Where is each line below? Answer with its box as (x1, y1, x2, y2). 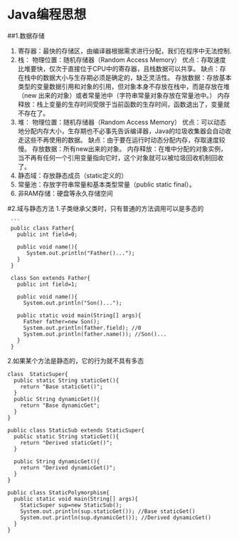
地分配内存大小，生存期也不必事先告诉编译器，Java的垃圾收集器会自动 (17, 126, 225, 135)
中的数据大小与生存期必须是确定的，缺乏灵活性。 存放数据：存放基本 (30, 73, 232, 82)
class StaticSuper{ (7, 370, 69, 378)
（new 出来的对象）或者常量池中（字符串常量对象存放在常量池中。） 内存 (17, 90, 230, 100)
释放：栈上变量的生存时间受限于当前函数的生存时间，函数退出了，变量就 (17, 100, 230, 108)
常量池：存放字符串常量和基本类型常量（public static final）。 (17, 180, 196, 189)
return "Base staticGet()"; (20, 383, 103, 390)
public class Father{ (10, 224, 75, 232)
